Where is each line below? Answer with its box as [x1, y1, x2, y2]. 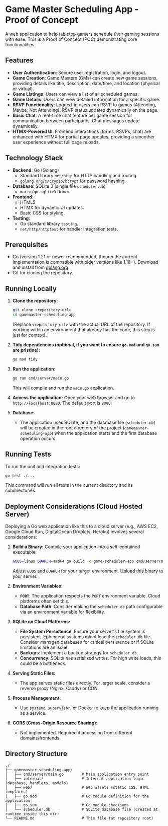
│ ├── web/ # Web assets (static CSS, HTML [5, 785, 149, 790]
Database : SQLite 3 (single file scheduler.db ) [12, 183, 106, 189]
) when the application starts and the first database [51, 430, 157, 436]
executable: [12, 549, 37, 555]
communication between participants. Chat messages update [12, 117, 140, 124]
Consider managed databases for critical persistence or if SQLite [20, 639, 154, 645]
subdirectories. [5, 487, 37, 494]
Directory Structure [5, 749, 68, 758]
